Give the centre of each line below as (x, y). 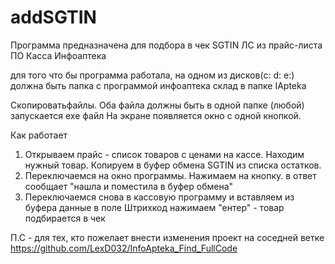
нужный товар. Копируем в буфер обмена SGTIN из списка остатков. (173, 165)
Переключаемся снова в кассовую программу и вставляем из (159, 197)
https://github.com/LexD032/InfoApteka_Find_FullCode (124, 248)
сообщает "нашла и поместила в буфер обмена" (129, 186)
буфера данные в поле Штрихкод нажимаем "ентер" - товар (154, 207)
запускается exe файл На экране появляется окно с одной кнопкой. (156, 115)
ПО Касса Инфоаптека (58, 55)
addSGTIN (53, 17)
